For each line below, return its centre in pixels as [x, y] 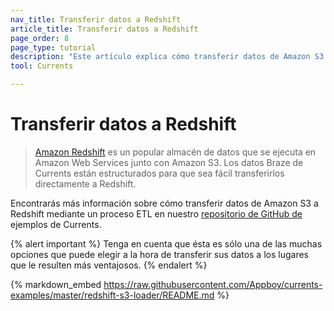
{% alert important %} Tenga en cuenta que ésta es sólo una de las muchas [166, 243]
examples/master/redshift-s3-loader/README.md [112, 295]
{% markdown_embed [56, 284]
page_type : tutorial [53, 47]
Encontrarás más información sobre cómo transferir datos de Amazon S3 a [164, 203]
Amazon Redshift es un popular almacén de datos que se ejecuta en [175, 152]
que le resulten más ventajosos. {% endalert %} [109, 265]
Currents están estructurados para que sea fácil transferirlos [159, 173]
